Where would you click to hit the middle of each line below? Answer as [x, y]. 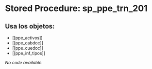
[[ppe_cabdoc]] [28, 43]
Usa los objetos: [30, 26]
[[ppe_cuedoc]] [28, 48]
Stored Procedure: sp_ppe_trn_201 [76, 8]
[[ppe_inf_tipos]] [28, 53]
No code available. [24, 62]
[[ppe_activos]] [27, 38]
